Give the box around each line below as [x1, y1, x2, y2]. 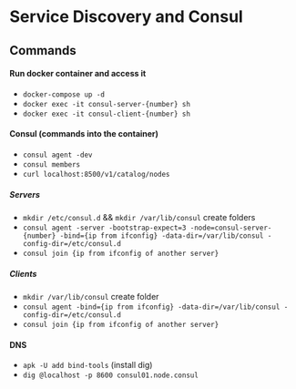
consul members [22, 159, 81, 169]
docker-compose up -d [22, 89, 105, 99]
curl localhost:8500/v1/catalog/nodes [22, 169, 170, 179]
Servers [9, 189, 41, 200]
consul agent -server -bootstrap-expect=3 [22, 223, 187, 232]
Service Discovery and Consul [9, 6, 243, 27]
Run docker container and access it [9, 68, 147, 79]
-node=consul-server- [189, 223, 272, 232]
